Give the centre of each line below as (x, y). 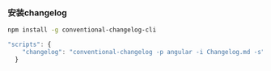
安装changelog (38, 12)
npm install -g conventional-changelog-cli (82, 30)
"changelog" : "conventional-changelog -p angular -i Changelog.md (136, 52)
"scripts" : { (30, 45)
